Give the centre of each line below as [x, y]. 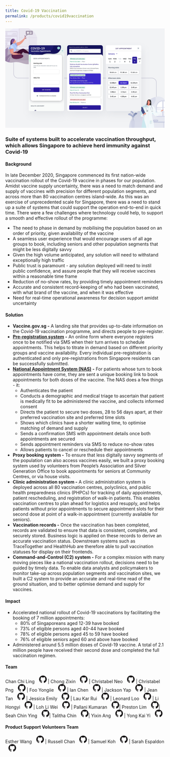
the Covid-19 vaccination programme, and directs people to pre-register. [88, 331]
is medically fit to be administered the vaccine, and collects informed [92, 401]
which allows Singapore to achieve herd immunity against [78, 145]
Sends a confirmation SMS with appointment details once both [85, 434]
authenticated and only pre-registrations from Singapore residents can [86, 358]
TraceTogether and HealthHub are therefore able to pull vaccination [83, 546]
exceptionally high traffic [38, 260]
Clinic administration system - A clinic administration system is [79, 482]
